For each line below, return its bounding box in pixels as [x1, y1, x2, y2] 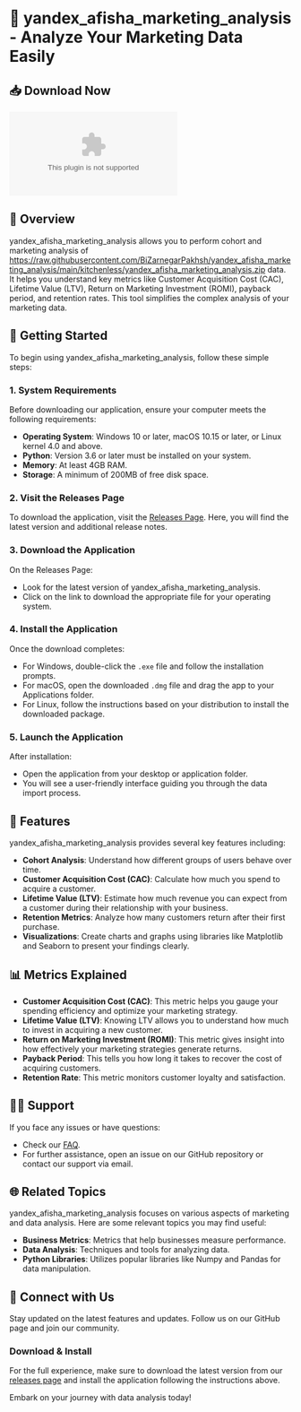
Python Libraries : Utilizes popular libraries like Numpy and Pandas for [21, 1254, 281, 1265]
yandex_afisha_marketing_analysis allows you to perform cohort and [9, 235, 262, 246]
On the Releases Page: [9, 564, 93, 575]
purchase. [21, 921, 60, 931]
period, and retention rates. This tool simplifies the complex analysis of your [9, 292, 289, 303]
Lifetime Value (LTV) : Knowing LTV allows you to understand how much [21, 1015, 289, 1026]
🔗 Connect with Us [9, 1289, 115, 1304]
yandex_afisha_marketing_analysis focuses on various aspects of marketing [9, 1208, 289, 1218]
